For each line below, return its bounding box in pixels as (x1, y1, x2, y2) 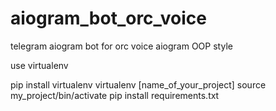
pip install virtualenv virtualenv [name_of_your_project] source (10, 78, 267, 91)
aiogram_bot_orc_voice (10, 7, 207, 30)
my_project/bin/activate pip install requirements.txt (10, 89, 220, 101)
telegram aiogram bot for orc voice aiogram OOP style (10, 40, 233, 52)
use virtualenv (10, 59, 69, 71)
